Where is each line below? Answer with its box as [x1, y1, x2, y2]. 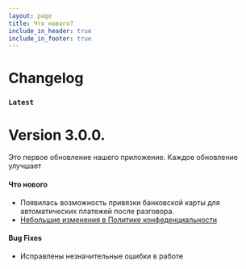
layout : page [8, 11, 52, 20]
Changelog [8, 69, 84, 87]
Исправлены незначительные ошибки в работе [19, 251, 184, 261]
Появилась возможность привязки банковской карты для [19, 197, 220, 207]
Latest [8, 98, 35, 107]
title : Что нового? [8, 19, 74, 27]
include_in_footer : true [8, 34, 92, 43]
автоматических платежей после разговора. [19, 206, 175, 216]
